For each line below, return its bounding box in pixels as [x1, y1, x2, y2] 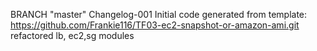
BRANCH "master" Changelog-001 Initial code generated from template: [10, 9, 308, 20]
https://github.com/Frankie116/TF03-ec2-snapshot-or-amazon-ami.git [10, 19, 300, 31]
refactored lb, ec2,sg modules [10, 30, 135, 41]
